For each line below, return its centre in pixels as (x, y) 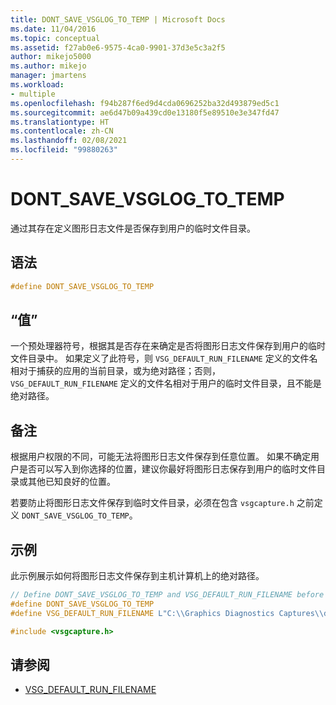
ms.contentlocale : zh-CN (62, 131)
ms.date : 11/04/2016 (53, 29)
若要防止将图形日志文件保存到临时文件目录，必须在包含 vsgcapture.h (152, 503)
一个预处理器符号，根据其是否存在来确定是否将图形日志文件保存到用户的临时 (168, 346)
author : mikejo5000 (51, 57)
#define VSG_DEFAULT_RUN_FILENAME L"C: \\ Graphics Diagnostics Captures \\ (167, 613)
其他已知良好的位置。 (71, 482)
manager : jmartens (48, 76)
